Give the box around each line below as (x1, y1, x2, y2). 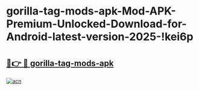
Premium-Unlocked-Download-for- (6, 17, 187, 31)
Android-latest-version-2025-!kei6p (6, 30, 194, 43)
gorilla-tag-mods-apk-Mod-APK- (6, 4, 176, 18)
